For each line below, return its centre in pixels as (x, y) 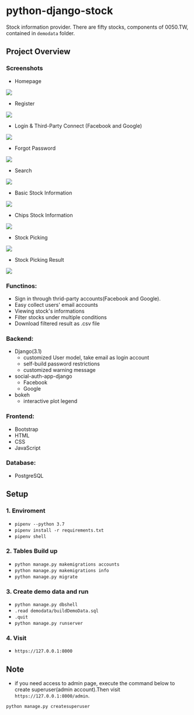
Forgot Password (35, 148)
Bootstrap (26, 429)
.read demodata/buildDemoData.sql (56, 611)
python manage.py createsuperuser (48, 707)
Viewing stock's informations (49, 311)
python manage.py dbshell (46, 605)
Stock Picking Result (39, 259)
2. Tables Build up (32, 551)
